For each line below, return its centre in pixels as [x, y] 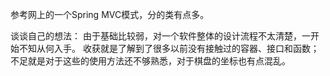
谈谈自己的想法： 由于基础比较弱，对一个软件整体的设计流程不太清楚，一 [160, 36]
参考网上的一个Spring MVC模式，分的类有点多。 [110, 14]
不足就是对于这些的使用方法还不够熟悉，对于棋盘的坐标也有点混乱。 [150, 61]
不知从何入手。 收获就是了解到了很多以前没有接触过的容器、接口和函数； [169, 48]
